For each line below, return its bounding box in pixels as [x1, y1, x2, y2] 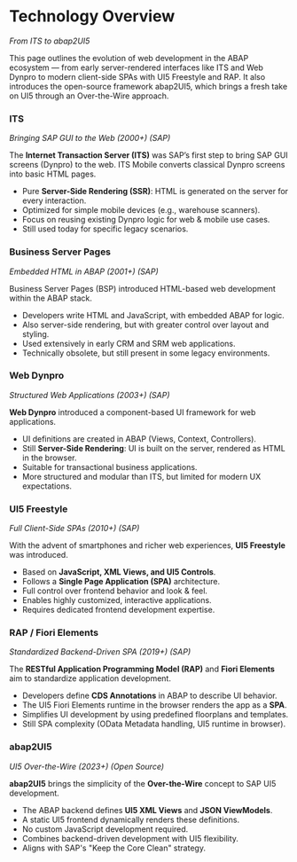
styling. [21, 328, 50, 339]
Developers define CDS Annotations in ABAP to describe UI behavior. [21, 690, 277, 701]
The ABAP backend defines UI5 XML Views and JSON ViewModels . [21, 804, 273, 815]
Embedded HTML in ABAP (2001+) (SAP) [9, 266, 160, 277]
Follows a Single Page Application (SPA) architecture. [21, 576, 220, 587]
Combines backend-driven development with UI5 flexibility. [21, 833, 239, 843]
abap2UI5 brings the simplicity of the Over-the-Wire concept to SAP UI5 [9, 778, 277, 788]
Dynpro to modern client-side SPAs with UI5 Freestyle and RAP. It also [9, 71, 266, 82]
